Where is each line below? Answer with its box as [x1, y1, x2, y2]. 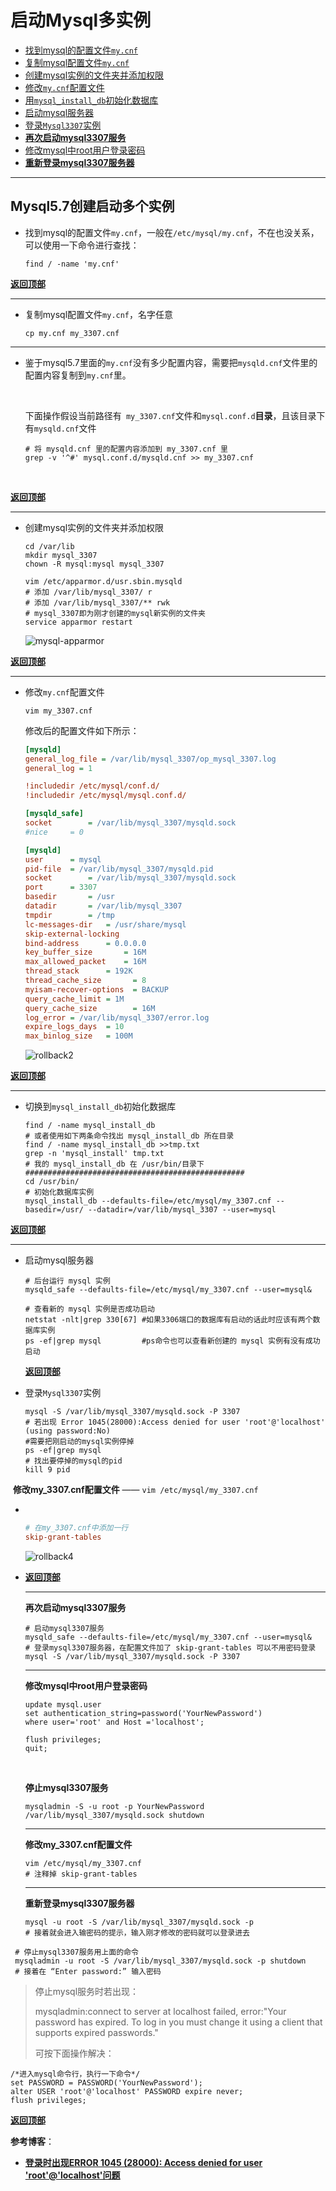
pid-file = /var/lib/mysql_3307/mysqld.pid [24, 864, 214, 874]
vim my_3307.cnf [24, 706, 93, 716]
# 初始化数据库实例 [24, 1187, 95, 1198]
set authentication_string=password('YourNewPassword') [24, 1708, 263, 1718]
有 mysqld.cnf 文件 [24, 422, 97, 434]
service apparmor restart [24, 617, 133, 627]
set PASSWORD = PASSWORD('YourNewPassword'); [10, 2077, 203, 2088]
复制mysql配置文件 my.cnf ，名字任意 [24, 308, 174, 320]
